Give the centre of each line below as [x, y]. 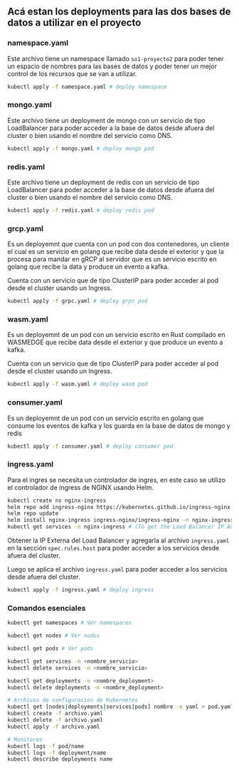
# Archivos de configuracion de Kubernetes [73, 700]
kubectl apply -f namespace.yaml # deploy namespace [87, 87]
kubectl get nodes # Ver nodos [54, 636]
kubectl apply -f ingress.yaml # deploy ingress [81, 590]
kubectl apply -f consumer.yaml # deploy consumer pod [90, 446]
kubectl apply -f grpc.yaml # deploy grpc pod [78, 301]
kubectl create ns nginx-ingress [57, 501]
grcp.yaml [26, 228]
